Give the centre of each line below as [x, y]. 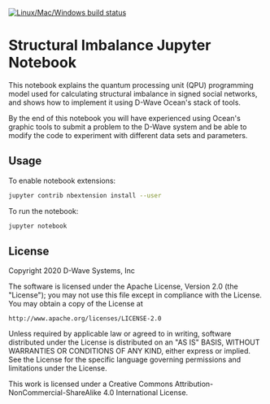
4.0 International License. [146, 393]
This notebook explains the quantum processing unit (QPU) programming [131, 85]
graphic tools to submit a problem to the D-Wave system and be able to [128, 127]
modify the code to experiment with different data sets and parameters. [128, 135]
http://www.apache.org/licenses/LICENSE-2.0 [85, 319]
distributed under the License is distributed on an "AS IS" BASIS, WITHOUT [134, 342]
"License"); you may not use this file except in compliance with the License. [135, 295]
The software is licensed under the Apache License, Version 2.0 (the [123, 287]
